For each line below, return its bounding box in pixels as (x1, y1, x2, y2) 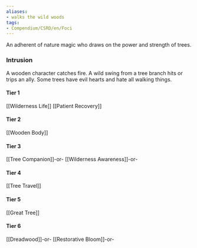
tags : (6, 19, 19, 25)
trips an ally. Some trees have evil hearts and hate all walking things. (6, 76, 172, 83)
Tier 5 (6, 195, 21, 203)
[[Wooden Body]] (6, 129, 48, 136)
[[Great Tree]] (6, 209, 40, 216)
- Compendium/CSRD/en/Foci (6, 25, 73, 31)
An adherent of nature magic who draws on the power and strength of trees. (6, 41, 192, 48)
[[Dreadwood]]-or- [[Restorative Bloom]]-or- (6, 236, 114, 243)
